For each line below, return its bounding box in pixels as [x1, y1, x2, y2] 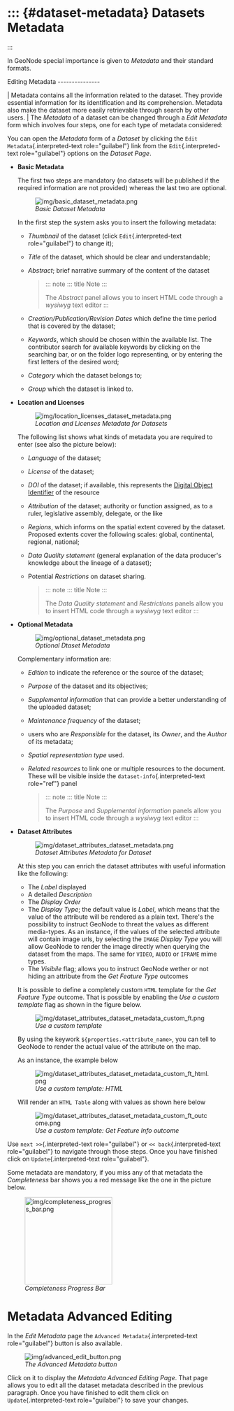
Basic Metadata [17, 162, 64, 171]
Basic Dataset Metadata [34, 204, 105, 213]
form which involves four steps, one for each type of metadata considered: [7, 120, 223, 129]
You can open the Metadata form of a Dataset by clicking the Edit [7, 134, 198, 143]
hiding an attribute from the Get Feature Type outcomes [27, 972, 189, 980]
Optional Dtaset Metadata [34, 641, 110, 650]
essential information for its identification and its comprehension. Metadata [7, 98, 224, 106]
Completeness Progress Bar [24, 1284, 106, 1292]
